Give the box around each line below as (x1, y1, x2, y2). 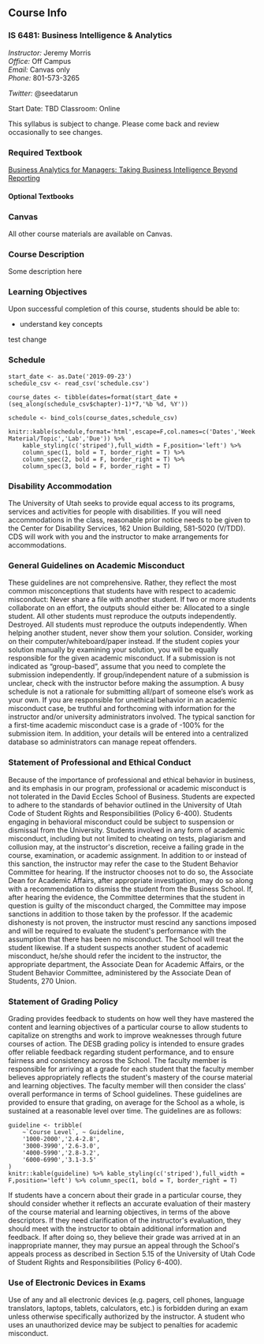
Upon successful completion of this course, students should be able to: (8, 304, 240, 314)
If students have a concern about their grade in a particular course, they (8, 1190, 242, 1200)
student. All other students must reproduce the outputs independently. (8, 612, 236, 621)
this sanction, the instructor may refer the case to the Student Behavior (8, 859, 239, 868)
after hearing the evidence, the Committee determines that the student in (8, 892, 246, 902)
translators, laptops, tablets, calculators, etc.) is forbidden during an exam (8, 1304, 248, 1313)
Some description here (8, 267, 83, 276)
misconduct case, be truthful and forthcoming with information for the (8, 704, 236, 713)
